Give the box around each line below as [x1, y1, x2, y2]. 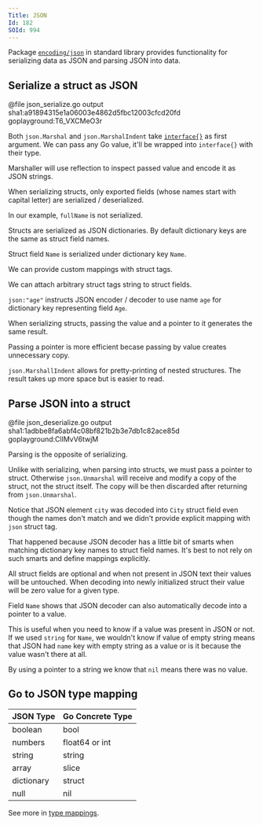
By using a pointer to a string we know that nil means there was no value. [8, 665, 248, 674]
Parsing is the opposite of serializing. [8, 449, 128, 459]
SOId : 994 [8, 26, 41, 34]
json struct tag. [8, 522, 57, 531]
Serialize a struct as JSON [8, 79, 138, 92]
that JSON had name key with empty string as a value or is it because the [8, 641, 242, 651]
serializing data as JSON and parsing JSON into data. [8, 56, 181, 65]
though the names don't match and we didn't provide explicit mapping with [8, 514, 250, 522]
